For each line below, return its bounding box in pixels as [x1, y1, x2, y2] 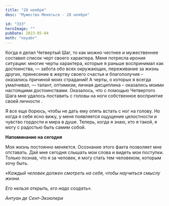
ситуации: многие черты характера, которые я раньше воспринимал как [5, 61, 164, 66]
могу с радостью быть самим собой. [5, 124, 86, 130]
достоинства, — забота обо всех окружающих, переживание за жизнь [5, 66, 159, 72]
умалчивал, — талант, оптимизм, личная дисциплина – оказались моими [5, 82, 164, 88]
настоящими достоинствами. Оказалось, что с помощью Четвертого [5, 87, 156, 93]
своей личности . [5, 98, 43, 104]
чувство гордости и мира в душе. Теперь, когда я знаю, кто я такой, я [5, 119, 157, 125]
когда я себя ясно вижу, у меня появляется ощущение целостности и [5, 113, 157, 120]
